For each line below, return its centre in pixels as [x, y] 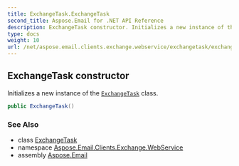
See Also [23, 124]
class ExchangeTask [47, 140]
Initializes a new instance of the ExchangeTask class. [83, 93]
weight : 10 [23, 41]
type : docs [23, 34]
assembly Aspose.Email [52, 155]
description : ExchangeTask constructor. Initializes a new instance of [116, 27]
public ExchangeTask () [41, 106]
